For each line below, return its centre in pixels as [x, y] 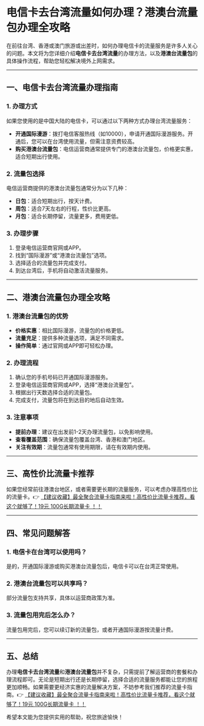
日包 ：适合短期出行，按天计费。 [55, 200]
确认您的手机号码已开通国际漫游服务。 [63, 377]
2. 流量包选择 [25, 174]
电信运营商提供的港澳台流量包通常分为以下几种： [67, 188]
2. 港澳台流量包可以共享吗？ [47, 583]
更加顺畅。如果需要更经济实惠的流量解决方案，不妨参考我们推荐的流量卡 [97, 687]
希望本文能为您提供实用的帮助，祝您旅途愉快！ [65, 717]
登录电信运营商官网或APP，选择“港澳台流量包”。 [76, 385]
